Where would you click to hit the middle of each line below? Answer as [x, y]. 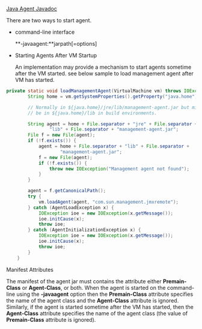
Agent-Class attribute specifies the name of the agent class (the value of [97, 313]
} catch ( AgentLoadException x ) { [71, 207]
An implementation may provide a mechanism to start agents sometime [103, 67]
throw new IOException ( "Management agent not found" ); [119, 169]
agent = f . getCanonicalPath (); [67, 191]
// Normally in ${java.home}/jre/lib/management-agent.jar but [109, 107]
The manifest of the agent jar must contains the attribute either [84, 281]
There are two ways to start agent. [49, 20]
